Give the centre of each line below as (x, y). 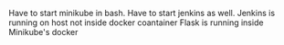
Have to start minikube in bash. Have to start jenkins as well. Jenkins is (142, 13)
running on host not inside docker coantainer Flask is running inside (136, 22)
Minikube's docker (43, 32)
